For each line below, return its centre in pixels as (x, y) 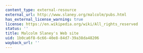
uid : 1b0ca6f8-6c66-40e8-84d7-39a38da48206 (52, 38)
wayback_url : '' (22, 43)
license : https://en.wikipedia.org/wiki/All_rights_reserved (72, 24)
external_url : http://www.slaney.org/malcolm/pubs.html (66, 15)
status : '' (17, 29)
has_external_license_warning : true (44, 19)
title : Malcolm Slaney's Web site (42, 33)
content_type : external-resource (41, 10)
